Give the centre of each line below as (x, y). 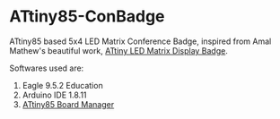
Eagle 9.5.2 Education (62, 85)
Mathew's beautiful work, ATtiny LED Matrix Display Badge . (119, 50)
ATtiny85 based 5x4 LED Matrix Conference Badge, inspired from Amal (140, 41)
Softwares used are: (47, 68)
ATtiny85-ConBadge (87, 17)
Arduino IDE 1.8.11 (54, 95)
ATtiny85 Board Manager (68, 104)
